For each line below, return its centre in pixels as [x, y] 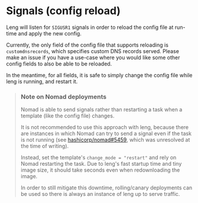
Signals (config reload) [64, 11]
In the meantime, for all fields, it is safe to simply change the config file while [99, 75]
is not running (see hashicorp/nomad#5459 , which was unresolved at [105, 140]
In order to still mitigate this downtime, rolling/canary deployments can [106, 188]
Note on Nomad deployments [64, 97]
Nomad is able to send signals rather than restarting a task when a [101, 110]
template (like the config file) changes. [67, 116]
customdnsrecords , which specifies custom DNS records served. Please [92, 51]
